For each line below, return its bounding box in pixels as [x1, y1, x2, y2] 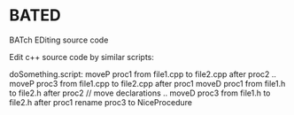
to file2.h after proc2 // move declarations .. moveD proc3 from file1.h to [9, 88, 271, 98]
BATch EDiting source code [9, 34, 109, 45]
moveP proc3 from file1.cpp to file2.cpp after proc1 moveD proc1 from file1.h [9, 78, 286, 88]
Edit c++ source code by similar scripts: [9, 51, 155, 62]
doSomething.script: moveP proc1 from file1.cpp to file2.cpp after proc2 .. [9, 68, 277, 80]
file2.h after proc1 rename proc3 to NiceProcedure [9, 96, 193, 107]
